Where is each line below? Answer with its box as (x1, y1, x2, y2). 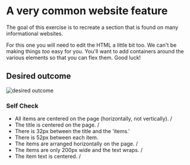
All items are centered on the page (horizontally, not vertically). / (14, 115, 172, 122)
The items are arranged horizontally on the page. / (14, 140, 138, 147)
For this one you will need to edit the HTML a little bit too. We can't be (6, 41, 177, 48)
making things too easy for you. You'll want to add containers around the (6, 47, 184, 54)
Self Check (6, 102, 39, 110)
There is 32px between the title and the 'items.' (14, 128, 130, 135)
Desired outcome (6, 71, 71, 81)
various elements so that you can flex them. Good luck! (6, 54, 141, 61)
